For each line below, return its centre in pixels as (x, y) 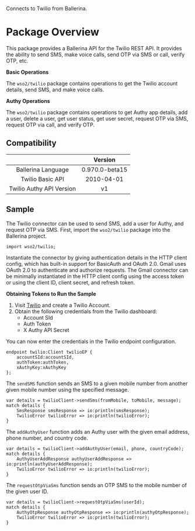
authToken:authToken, (43, 362)
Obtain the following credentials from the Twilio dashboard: (86, 311)
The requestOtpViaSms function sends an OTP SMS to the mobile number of (96, 485)
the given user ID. (27, 491)
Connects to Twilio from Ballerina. (47, 8)
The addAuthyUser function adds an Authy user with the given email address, (98, 431)
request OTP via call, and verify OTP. (51, 125)
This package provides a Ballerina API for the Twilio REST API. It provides (94, 48)
